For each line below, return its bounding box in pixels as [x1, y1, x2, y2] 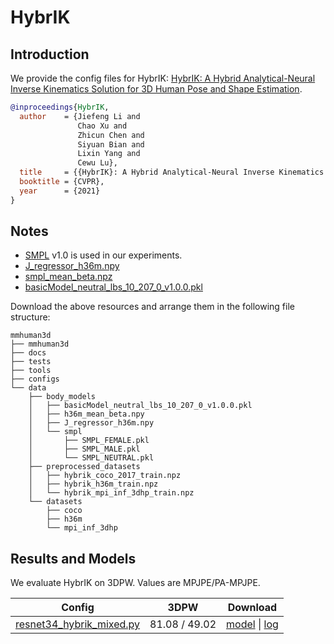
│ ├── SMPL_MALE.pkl [28, 444, 141, 455]
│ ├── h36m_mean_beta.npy [28, 409, 145, 420]
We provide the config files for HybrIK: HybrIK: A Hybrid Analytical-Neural [10, 72, 316, 84]
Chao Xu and [77, 121, 128, 131]
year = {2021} [19, 186, 101, 196]
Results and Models [10, 550, 137, 567]
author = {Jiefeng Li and [19, 111, 141, 121]
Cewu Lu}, [77, 158, 118, 168]
